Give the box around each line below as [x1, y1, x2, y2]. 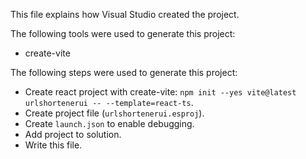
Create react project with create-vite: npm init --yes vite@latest [24, 86, 297, 98]
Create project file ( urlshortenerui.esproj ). [24, 107, 205, 119]
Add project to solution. [24, 129, 122, 140]
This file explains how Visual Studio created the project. [10, 9, 240, 20]
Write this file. [24, 139, 83, 151]
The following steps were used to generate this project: [10, 67, 238, 78]
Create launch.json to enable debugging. [24, 118, 195, 129]
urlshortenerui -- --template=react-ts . [24, 97, 194, 108]
